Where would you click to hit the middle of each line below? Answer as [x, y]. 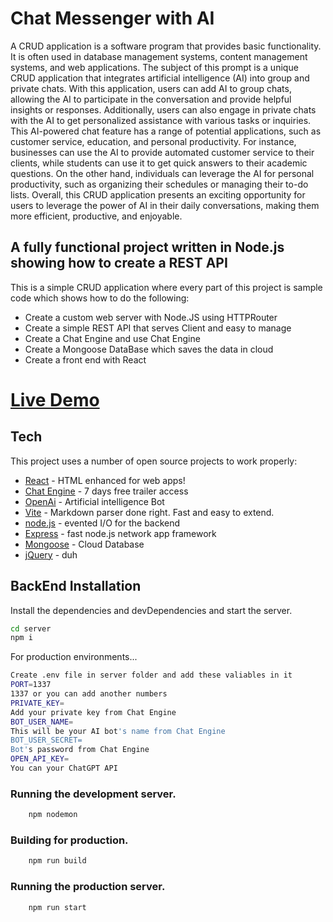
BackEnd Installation [76, 586]
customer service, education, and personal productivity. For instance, [153, 141]
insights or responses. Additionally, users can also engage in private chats [163, 109]
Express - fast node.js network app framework [120, 533]
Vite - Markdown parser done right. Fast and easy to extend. [149, 512]
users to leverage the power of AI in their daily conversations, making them [165, 205]
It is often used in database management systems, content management [159, 56]
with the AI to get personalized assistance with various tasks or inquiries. [161, 120]
